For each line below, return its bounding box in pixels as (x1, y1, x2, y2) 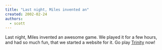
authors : (5, 16, 23, 21)
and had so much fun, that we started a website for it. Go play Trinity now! (5, 40, 156, 46)
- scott (9, 21, 26, 26)
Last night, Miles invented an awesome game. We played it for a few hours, (5, 34, 158, 40)
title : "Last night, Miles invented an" (5, 7, 90, 12)
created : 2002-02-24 (5, 12, 48, 17)
